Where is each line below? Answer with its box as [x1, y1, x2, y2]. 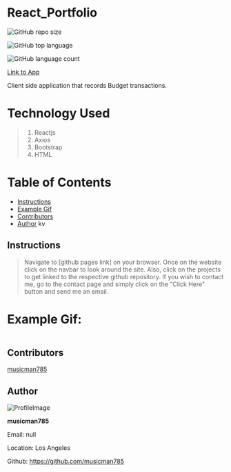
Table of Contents [7, 175, 112, 191]
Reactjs [34, 128, 57, 136]
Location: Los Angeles [7, 444, 71, 452]
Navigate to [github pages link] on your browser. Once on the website [23, 258, 222, 266]
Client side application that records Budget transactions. [7, 81, 168, 89]
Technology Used [7, 106, 110, 122]
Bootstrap [34, 143, 63, 151]
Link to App [7, 68, 40, 76]
